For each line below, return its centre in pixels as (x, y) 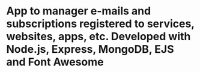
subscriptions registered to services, (100, 24)
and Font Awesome (55, 62)
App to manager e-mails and (79, 11)
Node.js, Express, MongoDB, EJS (90, 49)
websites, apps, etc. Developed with (98, 37)
